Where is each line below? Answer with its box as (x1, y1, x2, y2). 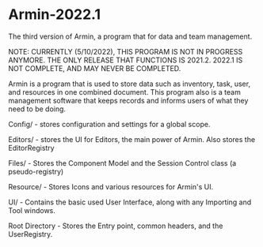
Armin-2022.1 (8, 6, 101, 24)
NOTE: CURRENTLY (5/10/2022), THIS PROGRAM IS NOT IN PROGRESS (8, 47, 243, 56)
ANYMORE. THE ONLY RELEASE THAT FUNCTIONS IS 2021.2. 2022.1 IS (8, 55, 243, 65)
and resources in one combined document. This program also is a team (8, 87, 242, 96)
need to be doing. (8, 104, 66, 114)
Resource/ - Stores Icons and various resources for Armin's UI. (8, 182, 214, 191)
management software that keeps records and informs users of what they (8, 95, 249, 105)
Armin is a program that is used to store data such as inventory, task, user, (8, 79, 251, 88)
